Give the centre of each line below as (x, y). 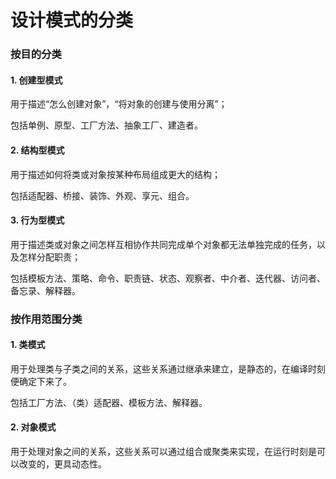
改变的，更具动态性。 (62, 464)
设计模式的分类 (72, 20)
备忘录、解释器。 (45, 290)
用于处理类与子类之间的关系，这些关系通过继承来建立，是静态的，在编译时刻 (168, 368)
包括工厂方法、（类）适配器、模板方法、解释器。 (109, 402)
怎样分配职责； (49, 257)
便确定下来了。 (41, 381)
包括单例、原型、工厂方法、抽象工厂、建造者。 (106, 125)
